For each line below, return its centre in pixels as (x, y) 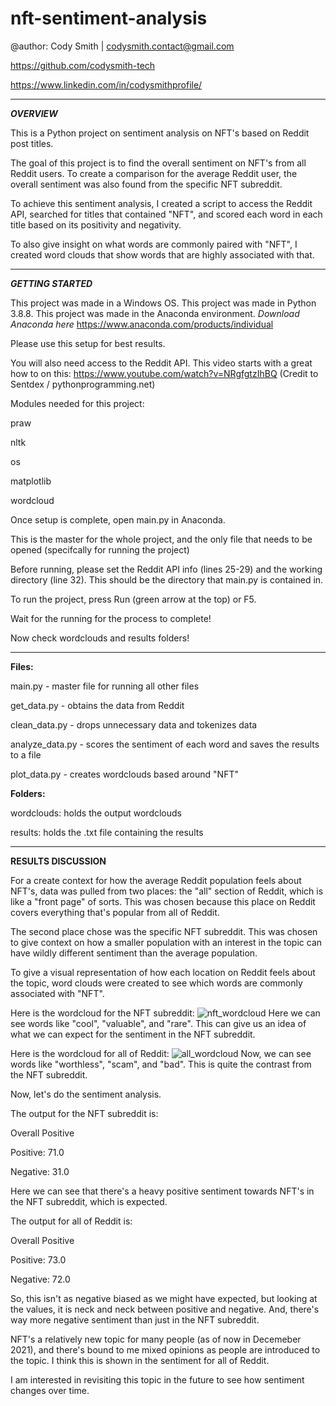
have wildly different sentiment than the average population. (134, 953)
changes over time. (50, 1390)
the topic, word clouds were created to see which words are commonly (156, 983)
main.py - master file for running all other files (105, 686)
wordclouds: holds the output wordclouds (96, 813)
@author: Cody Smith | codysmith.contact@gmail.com (122, 46)
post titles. (32, 143)
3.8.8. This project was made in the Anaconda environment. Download (155, 313)
